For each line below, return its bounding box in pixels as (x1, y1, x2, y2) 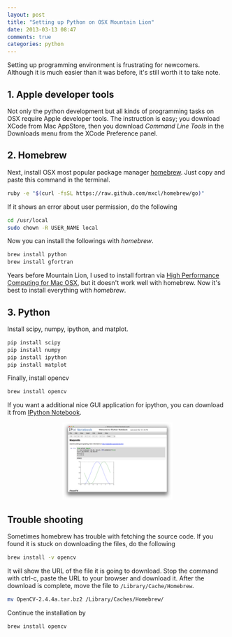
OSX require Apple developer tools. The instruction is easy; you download (7, 114, 220, 122)
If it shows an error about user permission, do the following (7, 203, 177, 211)
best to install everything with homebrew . (7, 286, 126, 295)
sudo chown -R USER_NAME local (7, 224, 99, 231)
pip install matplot (7, 361, 68, 368)
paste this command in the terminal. (7, 175, 110, 184)
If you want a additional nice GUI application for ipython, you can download (7, 401, 224, 409)
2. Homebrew (7, 149, 68, 161)
